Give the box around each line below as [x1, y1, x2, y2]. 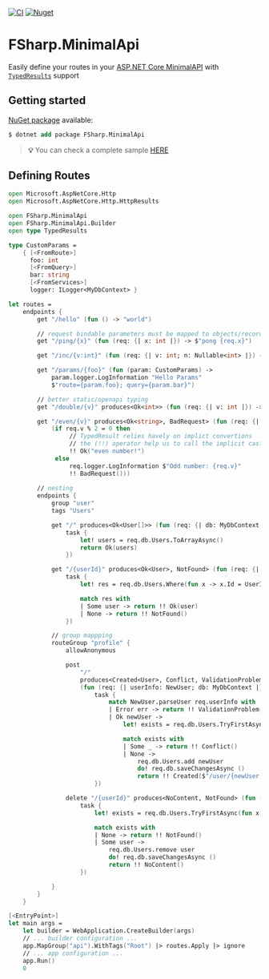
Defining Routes [8, 169, 90, 183]
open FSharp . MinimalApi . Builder [8, 220, 116, 228]
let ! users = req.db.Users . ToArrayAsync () [79, 536, 224, 544]
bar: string [29, 271, 70, 280]
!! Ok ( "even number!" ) [69, 447, 146, 456]
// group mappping [50, 631, 113, 640]
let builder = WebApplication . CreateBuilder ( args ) [22, 927, 195, 935]
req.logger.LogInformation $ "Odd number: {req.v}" [69, 461, 242, 470]
